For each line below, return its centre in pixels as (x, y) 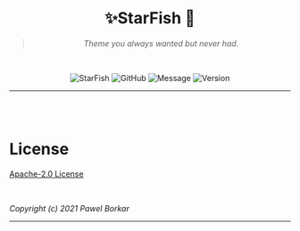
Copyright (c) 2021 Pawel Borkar (69, 208)
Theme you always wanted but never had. (161, 43)
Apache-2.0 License (46, 174)
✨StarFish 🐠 (150, 18)
